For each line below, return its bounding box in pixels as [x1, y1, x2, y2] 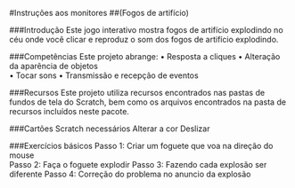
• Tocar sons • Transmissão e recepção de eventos [9, 70, 199, 81]
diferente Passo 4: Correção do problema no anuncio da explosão [9, 168, 251, 179]
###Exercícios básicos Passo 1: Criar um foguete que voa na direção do [9, 141, 274, 151]
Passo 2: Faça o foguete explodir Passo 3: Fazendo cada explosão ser [9, 160, 267, 169]
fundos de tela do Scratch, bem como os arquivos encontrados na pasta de [9, 97, 287, 107]
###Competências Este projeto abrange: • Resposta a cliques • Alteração [9, 51, 281, 61]
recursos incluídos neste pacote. [9, 106, 129, 116]
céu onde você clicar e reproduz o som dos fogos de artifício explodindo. [9, 35, 279, 44]
